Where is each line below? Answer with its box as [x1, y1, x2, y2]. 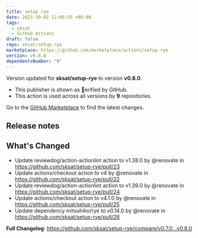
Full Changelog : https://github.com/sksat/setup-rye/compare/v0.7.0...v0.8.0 [6, 224, 193, 231]
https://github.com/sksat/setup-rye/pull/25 [14, 201, 120, 208]
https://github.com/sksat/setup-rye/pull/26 [14, 213, 120, 220]
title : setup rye [6, 8, 49, 15]
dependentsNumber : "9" [6, 58, 62, 64]
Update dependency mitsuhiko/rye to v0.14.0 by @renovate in [14, 207, 166, 214]
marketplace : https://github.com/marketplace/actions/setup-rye [6, 47, 168, 53]
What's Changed [6, 141, 70, 151]
